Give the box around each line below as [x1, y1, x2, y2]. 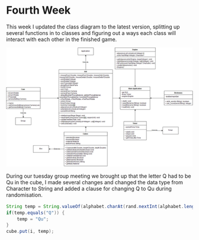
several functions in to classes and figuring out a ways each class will [6, 29, 176, 36]
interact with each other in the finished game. [6, 36, 117, 43]
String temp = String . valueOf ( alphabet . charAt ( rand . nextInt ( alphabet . [6, 203, 184, 209]
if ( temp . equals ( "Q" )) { [6, 210, 65, 216]
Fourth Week [6, 4, 71, 17]
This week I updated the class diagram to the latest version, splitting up [6, 23, 180, 30]
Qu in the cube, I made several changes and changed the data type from [6, 178, 184, 185]
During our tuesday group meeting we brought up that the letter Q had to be [6, 172, 191, 180]
